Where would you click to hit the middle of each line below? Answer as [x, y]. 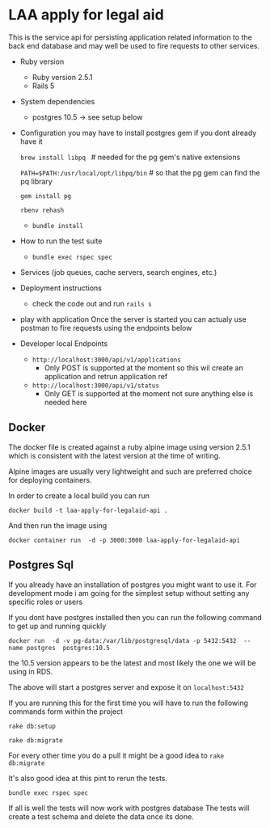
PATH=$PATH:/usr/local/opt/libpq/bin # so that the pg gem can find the [140, 172]
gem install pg [46, 196]
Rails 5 [43, 86]
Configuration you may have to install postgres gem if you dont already [138, 133]
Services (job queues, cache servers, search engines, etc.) [118, 272]
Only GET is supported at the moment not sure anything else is [149, 393]
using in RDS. [31, 671]
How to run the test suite [61, 241]
